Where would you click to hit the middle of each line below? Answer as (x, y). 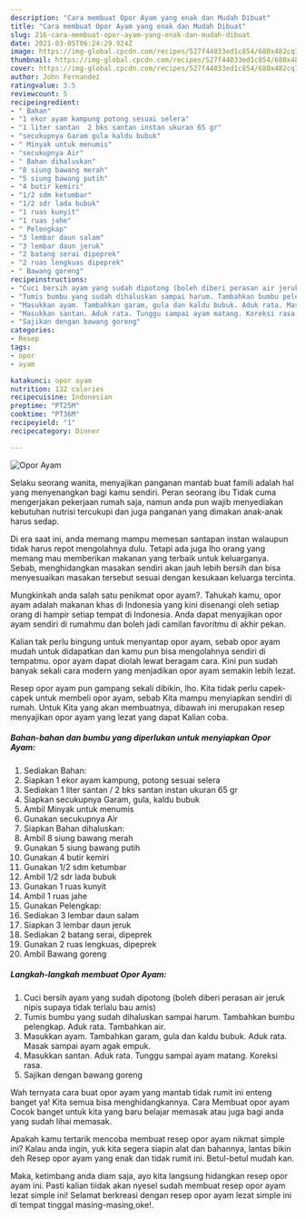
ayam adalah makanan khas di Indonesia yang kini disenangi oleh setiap (145, 604)
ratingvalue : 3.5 (43, 85)
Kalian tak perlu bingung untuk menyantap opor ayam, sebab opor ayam (145, 641)
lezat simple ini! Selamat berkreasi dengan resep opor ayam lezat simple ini (151, 1194)
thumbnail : (31, 60)
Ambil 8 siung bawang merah (78, 837)
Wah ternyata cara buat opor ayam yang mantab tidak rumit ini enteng (141, 1092)
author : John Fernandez (55, 77)
